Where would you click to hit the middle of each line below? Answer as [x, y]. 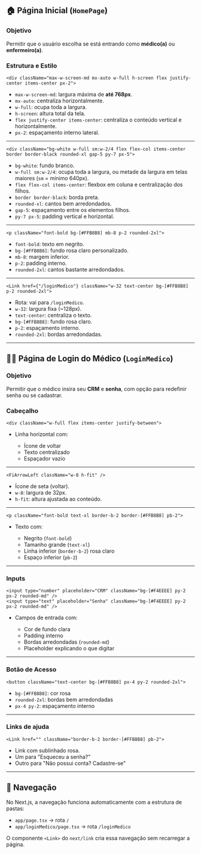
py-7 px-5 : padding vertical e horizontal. [65, 216]
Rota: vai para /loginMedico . [50, 302]
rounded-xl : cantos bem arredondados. [63, 204]
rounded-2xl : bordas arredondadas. [59, 334]
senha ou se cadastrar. [34, 395]
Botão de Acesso [31, 670]
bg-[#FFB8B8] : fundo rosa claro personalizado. [71, 250]
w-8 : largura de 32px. [41, 492]
